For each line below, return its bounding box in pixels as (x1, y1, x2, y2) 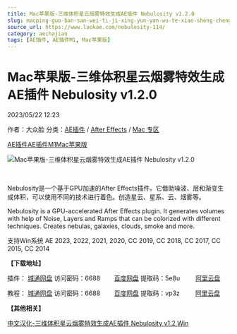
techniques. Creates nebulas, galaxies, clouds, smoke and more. (7, 222, 195, 230)
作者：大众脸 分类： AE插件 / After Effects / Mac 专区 (7, 125, 160, 134)
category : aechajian (7, 30, 68, 37)
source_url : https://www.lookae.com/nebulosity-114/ (7, 23, 166, 30)
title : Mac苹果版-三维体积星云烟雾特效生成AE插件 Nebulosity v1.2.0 (7, 10, 195, 18)
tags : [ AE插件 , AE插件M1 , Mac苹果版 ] (7, 37, 111, 44)
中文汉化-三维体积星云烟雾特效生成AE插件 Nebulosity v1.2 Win (7, 319, 189, 328)
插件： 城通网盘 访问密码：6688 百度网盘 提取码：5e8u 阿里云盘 (7, 274, 221, 282)
